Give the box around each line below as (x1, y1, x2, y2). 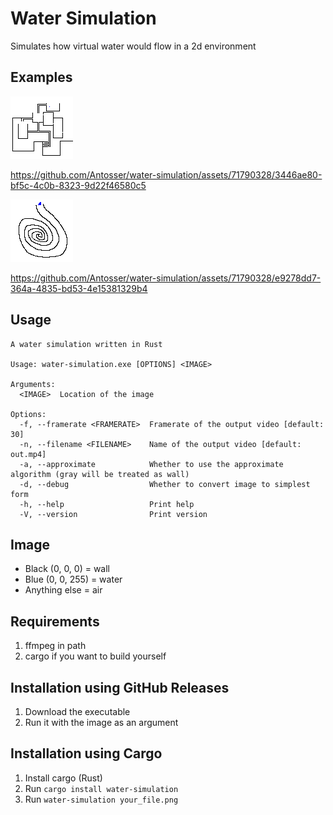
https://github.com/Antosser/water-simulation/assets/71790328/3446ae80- (10, 168, 323, 181)
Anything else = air (24, 584, 103, 596)
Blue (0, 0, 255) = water (24, 573, 123, 586)
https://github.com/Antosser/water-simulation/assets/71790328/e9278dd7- (10, 272, 322, 284)
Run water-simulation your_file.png (24, 793, 179, 805)
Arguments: (10, 379, 56, 389)
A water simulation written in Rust (10, 339, 163, 349)
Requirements (10, 613, 100, 630)
